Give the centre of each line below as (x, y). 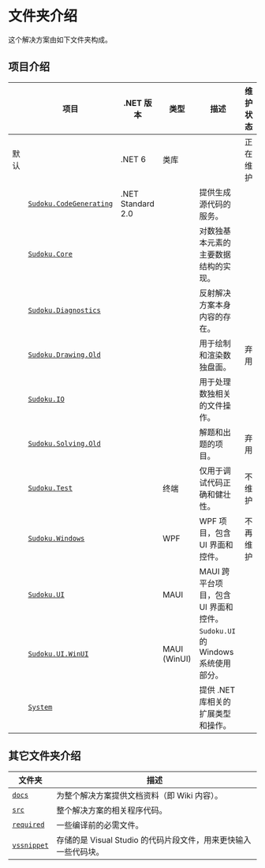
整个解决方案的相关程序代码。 (112, 810)
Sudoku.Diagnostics (64, 310)
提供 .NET (217, 690)
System (40, 707)
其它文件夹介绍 (45, 756)
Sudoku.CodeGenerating (71, 203)
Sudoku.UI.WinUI (58, 654)
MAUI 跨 (215, 571)
